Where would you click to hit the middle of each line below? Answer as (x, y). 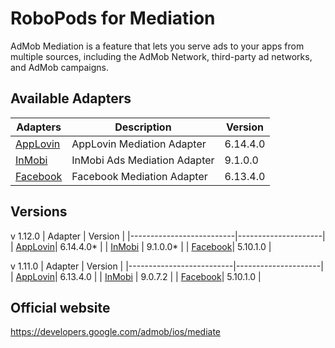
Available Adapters (71, 98)
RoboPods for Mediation (113, 18)
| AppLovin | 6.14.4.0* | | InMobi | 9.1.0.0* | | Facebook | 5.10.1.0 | (141, 246)
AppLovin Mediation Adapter (139, 144)
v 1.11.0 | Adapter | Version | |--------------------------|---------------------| (167, 266)
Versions (39, 212)
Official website (60, 307)
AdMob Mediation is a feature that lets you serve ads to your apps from (157, 46)
